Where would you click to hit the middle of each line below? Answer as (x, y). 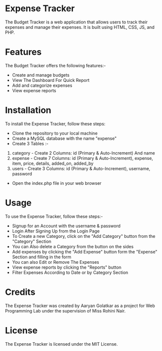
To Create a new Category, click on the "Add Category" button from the (84, 236)
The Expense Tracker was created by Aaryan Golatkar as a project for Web (80, 306)
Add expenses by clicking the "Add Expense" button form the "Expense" (85, 252)
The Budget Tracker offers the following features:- (55, 65)
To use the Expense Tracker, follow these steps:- (54, 216)
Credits (20, 292)
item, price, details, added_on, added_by (53, 163)
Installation (28, 110)
